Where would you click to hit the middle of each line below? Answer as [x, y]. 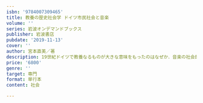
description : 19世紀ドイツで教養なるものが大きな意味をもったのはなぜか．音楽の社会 [101, 57]
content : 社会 [23, 85]
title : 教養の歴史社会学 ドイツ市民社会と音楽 [58, 18]
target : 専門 [22, 74]
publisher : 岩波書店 [30, 35]
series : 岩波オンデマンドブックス [44, 29]
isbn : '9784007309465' [35, 12]
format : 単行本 [24, 79]
